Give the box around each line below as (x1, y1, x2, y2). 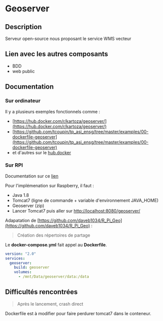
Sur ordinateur (5, 97, 41, 104)
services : (5, 256, 26, 261)
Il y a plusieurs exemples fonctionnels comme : (5, 108, 100, 114)
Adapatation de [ (5, 217, 39, 223)
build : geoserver (14, 265, 50, 270)
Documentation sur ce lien (5, 173, 59, 179)
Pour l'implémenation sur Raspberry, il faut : (5, 182, 95, 188)
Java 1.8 (12, 192, 30, 198)
